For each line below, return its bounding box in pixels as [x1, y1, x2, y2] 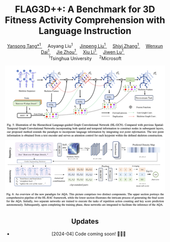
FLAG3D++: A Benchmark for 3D [15, 4, 155, 15]
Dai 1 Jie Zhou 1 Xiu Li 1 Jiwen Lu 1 [41, 48, 124, 55]
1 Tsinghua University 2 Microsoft [48, 54, 122, 62]
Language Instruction [38, 25, 132, 37]
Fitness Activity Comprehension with [5, 14, 165, 26]
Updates [71, 217, 99, 226]
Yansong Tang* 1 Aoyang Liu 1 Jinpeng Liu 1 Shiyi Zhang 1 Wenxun [7, 42, 163, 49]
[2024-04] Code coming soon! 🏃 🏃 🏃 [51, 230, 126, 237]
